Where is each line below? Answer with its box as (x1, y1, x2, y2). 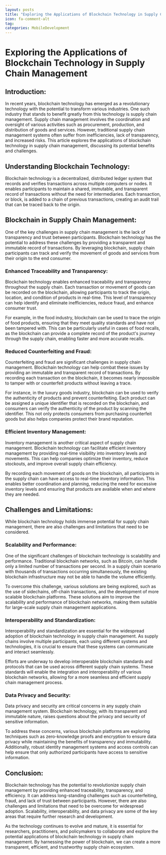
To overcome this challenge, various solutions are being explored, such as (5, 583, 157, 589)
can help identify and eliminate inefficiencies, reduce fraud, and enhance (5, 300, 154, 306)
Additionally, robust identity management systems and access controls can (5, 744, 158, 750)
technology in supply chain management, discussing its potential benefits (5, 143, 155, 149)
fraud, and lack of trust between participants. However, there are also (5, 798, 147, 804)
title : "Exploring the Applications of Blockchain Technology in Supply (5, 12, 158, 17)
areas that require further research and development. (5, 813, 114, 819)
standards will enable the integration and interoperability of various (5, 669, 142, 675)
